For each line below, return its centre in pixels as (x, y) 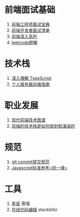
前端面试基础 (30, 10)
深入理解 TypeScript (31, 78)
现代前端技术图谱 (28, 120)
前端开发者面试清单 (31, 30)
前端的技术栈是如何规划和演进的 (43, 126)
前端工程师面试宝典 (31, 24)
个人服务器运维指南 (31, 84)
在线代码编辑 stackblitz (34, 209)
